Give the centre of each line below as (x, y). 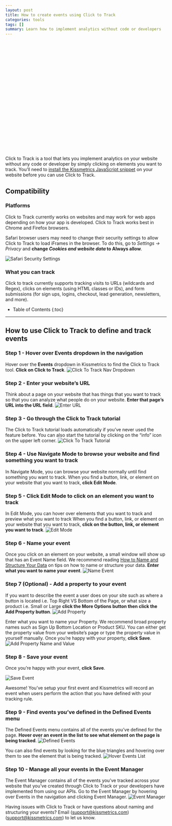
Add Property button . (28, 612)
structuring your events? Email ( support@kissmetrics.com (67, 812)
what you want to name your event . (44, 571)
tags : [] (15, 24)
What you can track (30, 272)
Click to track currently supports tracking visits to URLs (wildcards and (80, 283)
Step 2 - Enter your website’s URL (48, 383)
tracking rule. (19, 699)
